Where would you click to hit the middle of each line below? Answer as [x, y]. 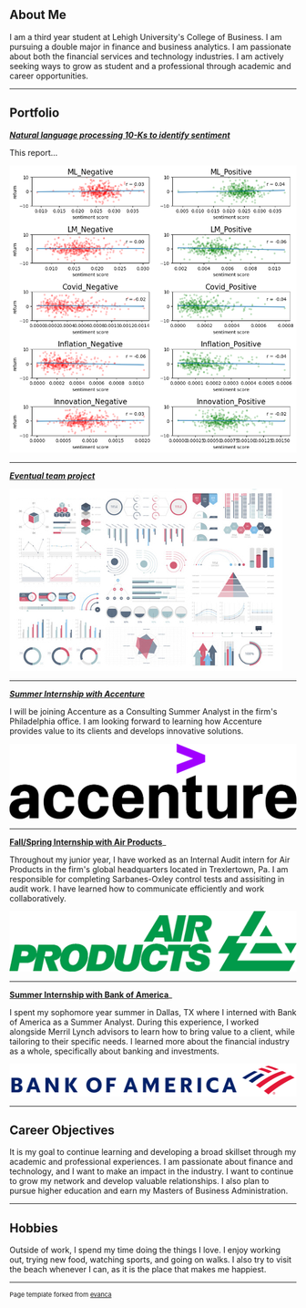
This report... [34, 152]
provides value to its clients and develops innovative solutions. [127, 731]
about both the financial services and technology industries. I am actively [147, 56]
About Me [38, 15]
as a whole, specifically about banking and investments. [115, 1051]
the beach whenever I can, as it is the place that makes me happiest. [138, 1270]
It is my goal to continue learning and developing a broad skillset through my [153, 1152]
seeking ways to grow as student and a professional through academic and [150, 66]
